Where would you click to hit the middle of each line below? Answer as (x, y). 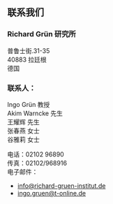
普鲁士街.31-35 (29, 50)
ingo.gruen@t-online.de (51, 193)
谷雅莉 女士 (23, 139)
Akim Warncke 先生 (35, 113)
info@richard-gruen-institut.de (61, 185)
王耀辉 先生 (23, 122)
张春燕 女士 (23, 131)
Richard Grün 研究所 (42, 34)
